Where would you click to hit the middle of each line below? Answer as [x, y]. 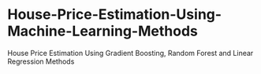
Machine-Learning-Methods [103, 31]
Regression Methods [41, 61]
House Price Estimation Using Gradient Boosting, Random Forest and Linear [130, 53]
